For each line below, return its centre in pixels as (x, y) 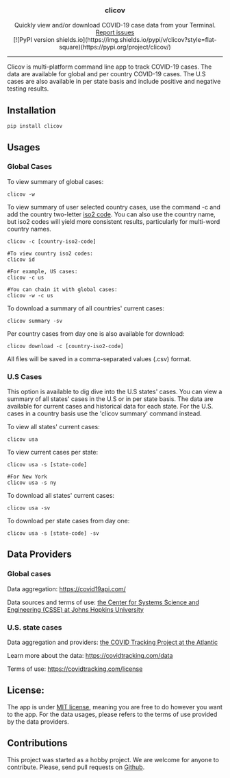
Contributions (37, 743)
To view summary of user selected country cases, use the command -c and (114, 207)
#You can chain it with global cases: (62, 289)
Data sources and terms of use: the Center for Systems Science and (103, 602)
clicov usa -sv (29, 508)
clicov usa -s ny (32, 483)
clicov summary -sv (35, 321)
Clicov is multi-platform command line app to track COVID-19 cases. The (110, 67)
